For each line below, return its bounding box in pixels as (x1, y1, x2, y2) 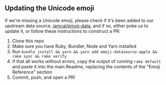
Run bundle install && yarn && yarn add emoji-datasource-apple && (12, 48, 157, 54)
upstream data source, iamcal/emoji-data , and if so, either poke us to (5, 23, 148, 29)
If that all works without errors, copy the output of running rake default (12, 58, 161, 64)
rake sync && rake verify (12, 54, 67, 59)
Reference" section (12, 69, 52, 75)
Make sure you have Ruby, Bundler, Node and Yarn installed (12, 43, 137, 49)
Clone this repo (12, 38, 44, 44)
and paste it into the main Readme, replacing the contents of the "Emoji (12, 63, 160, 69)
